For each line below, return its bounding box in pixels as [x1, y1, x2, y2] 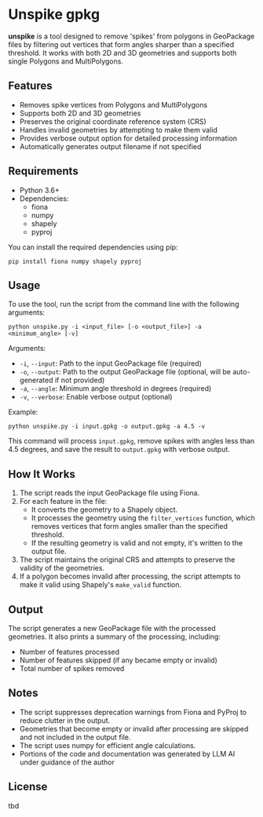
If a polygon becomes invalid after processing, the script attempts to [19, 571, 241, 582]
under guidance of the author [19, 757, 115, 767]
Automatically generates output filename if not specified [19, 141, 202, 151]
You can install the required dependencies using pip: [8, 242, 178, 252]
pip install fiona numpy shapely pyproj [8, 257, 143, 265]
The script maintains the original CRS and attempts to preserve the [19, 555, 236, 564]
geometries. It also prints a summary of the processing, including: [8, 632, 221, 641]
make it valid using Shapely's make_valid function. [19, 580, 182, 589]
